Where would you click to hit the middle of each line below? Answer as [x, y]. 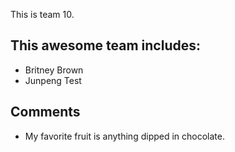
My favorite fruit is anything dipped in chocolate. [125, 136]
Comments [45, 112]
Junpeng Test [53, 80]
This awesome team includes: [106, 45]
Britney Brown [54, 70]
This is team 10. [42, 14]
